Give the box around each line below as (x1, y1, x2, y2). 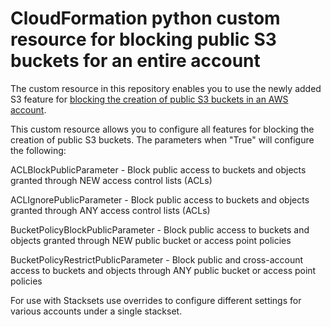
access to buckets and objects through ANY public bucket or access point (10, 264, 317, 276)
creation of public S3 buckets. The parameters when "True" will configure (10, 133, 315, 146)
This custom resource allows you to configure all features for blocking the (10, 123, 315, 135)
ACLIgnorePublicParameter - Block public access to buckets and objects (10, 193, 310, 206)
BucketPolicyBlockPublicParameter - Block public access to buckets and (10, 223, 310, 236)
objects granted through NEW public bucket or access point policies (10, 234, 292, 246)
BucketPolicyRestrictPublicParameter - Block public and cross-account (10, 253, 304, 266)
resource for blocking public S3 (10, 28, 277, 51)
